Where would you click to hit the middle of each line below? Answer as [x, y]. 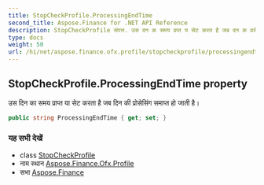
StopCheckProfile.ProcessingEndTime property [128, 84]
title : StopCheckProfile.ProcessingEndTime [81, 15]
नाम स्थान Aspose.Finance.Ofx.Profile [77, 163]
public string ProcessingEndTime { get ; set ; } [88, 118]
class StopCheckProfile [57, 155]
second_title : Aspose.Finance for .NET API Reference [98, 23]
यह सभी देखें [26, 138]
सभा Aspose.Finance [52, 172]
